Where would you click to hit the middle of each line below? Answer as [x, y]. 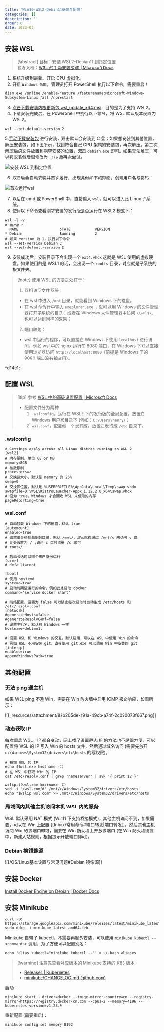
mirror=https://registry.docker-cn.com [46, 1001]
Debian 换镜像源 [24, 851]
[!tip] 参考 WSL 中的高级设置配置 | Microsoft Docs [67, 397]
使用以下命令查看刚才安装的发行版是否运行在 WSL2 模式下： [73, 210]
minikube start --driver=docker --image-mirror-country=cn [66, 997]
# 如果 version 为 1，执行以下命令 [37, 239]
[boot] [12, 574]
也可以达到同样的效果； [48, 319]
